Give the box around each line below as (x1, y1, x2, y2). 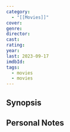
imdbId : (6, 59, 26, 65)
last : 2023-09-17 (6, 53, 49, 59)
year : (6, 48, 20, 54)
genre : (6, 25, 23, 32)
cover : (6, 20, 23, 26)
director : (6, 31, 31, 37)
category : (6, 8, 31, 15)
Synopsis (6, 97, 42, 108)
